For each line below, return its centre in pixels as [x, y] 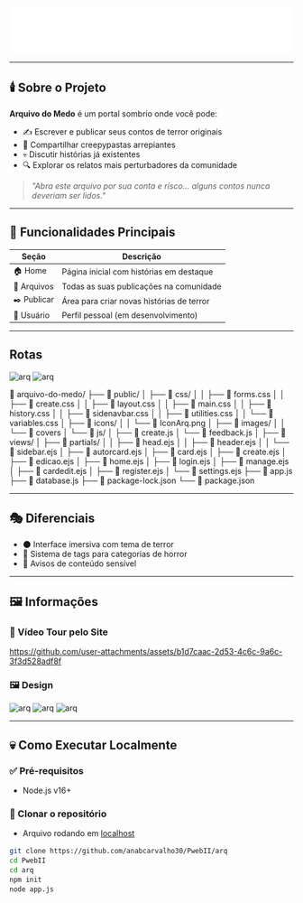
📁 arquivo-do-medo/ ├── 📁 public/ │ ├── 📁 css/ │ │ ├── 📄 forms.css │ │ [147, 394]
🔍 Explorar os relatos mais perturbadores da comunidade [129, 165]
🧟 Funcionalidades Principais [92, 233]
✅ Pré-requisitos [46, 770]
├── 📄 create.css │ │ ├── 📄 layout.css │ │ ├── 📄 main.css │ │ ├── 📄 [141, 404]
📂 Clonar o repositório [58, 814]
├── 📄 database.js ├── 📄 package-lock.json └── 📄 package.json [132, 480]
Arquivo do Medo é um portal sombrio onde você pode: [114, 114]
